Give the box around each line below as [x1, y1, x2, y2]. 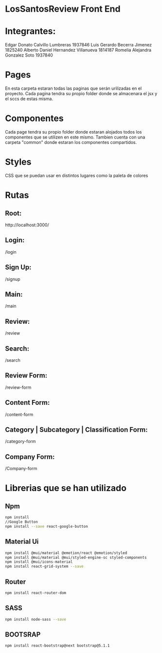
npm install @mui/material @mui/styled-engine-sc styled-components [5, 555, 147, 560]
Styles [5, 157, 32, 168]
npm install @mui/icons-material [5, 559, 73, 564]
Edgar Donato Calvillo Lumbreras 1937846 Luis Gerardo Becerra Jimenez [5, 42, 152, 48]
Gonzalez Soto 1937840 [5, 52, 54, 58]
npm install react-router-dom [5, 591, 67, 595]
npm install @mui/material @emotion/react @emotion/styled [5, 550, 127, 555]
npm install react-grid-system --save [5, 564, 84, 569]
